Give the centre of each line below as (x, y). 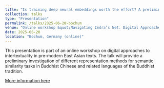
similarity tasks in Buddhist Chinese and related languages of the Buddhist (80, 66)
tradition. (14, 71)
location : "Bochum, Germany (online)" (44, 37)
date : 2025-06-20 (23, 32)
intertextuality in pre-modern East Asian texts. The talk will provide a (74, 55)
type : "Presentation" (27, 18)
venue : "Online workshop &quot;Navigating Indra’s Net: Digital (72, 28)
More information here (28, 80)
